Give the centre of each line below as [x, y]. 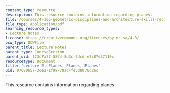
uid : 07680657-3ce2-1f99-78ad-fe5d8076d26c [52, 71]
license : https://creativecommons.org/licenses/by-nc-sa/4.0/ [72, 38]
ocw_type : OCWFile [25, 43]
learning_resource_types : [32, 29]
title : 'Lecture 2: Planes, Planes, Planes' [53, 66]
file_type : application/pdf [35, 24]
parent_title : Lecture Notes [36, 47]
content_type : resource [30, 10]
